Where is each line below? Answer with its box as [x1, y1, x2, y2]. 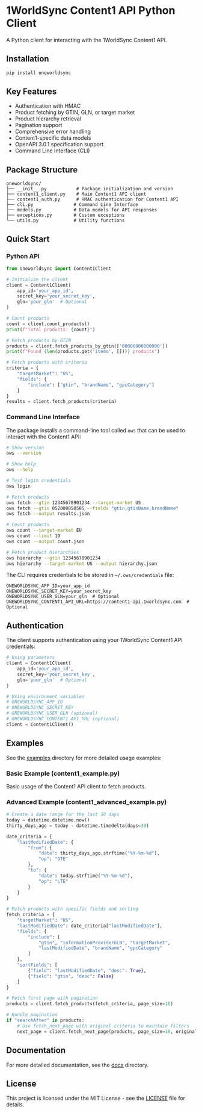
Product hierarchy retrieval [14, 115, 81, 122]
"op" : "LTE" [38, 878, 69, 884]
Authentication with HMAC [14, 102, 81, 110]
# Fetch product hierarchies [6, 549, 79, 555]
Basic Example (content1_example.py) [6, 769, 120, 778]
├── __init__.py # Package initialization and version [6, 186, 173, 192]
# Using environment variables [6, 693, 85, 699]
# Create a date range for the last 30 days [6, 811, 120, 818]
